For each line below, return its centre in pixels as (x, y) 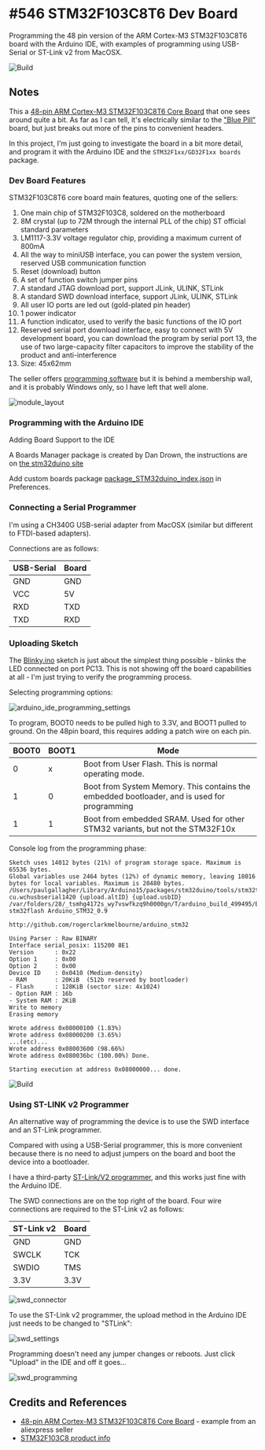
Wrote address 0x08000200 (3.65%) (66, 1035)
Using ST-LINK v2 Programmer (69, 1104)
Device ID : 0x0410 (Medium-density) (76, 973)
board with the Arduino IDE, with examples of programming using (115, 43)
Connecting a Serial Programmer (73, 507)
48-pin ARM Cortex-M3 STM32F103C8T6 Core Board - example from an (138, 1422)
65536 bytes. (30, 870)
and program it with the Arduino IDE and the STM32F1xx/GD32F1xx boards (125, 151)
